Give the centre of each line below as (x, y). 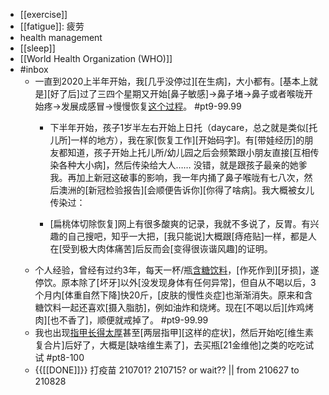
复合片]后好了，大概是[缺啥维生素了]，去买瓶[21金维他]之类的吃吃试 (174, 345)
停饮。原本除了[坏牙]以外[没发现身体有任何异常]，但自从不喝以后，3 (175, 282)
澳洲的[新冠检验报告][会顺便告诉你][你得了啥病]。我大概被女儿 (186, 190)
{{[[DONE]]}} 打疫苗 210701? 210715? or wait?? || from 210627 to (167, 370)
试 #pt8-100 (59, 357)
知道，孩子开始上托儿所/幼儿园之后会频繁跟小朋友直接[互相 (189, 152)
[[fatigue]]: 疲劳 (52, 26)
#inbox (34, 69)
